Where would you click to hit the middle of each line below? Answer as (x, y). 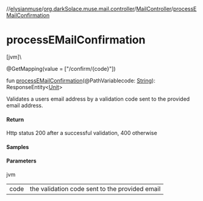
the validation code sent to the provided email (95, 189)
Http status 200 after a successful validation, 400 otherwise (82, 133)
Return (15, 119)
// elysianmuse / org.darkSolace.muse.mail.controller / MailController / (90, 9)
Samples (18, 147)
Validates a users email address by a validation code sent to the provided (98, 99)
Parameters (21, 161)
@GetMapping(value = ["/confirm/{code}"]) (61, 68)
